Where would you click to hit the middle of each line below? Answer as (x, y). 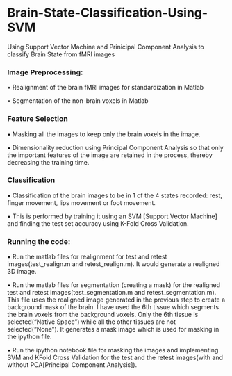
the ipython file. (30, 337)
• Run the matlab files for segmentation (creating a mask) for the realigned (114, 285)
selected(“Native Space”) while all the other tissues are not (91, 322)
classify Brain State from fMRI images (61, 54)
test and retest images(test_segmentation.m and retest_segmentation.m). (112, 293)
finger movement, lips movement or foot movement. (82, 202)
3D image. (22, 272)
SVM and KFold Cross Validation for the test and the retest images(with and (115, 358)
